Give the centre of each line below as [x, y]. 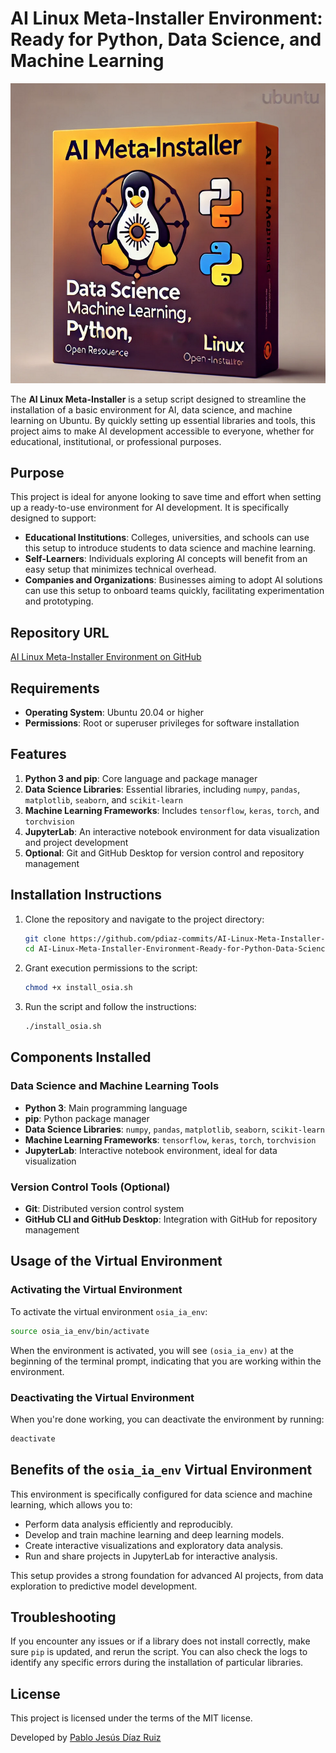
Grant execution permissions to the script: [111, 968]
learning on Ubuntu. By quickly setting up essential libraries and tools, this [163, 420]
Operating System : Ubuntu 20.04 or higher [114, 712]
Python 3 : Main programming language [106, 1108]
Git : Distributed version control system [104, 1209]
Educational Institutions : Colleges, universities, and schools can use [167, 538]
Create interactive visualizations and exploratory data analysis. [154, 1545]
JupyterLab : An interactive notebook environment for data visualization [172, 831]
